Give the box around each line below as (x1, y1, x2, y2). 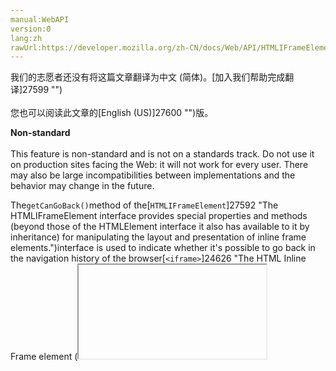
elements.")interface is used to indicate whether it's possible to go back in (10, 242, 316, 254)
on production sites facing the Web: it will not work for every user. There (10, 159, 309, 171)
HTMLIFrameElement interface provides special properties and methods (10, 210, 308, 222)
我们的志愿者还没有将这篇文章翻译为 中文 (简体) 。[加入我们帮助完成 (10, 71, 286, 83)
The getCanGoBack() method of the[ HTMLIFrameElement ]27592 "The (10, 199, 279, 211)
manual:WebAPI (10, 14, 70, 25)
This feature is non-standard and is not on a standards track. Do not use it (10, 148, 315, 160)
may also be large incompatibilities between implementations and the (10, 169, 296, 181)
